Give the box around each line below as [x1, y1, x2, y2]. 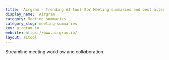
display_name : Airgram [5, 12, 55, 17]
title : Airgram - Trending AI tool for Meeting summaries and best [5, 7, 152, 12]
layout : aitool [5, 35, 37, 40]
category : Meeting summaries [5, 16, 66, 21]
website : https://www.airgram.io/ [5, 30, 78, 35]
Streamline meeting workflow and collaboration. [5, 48, 105, 55]
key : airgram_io [5, 26, 39, 31]
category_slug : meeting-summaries [5, 21, 78, 26]
